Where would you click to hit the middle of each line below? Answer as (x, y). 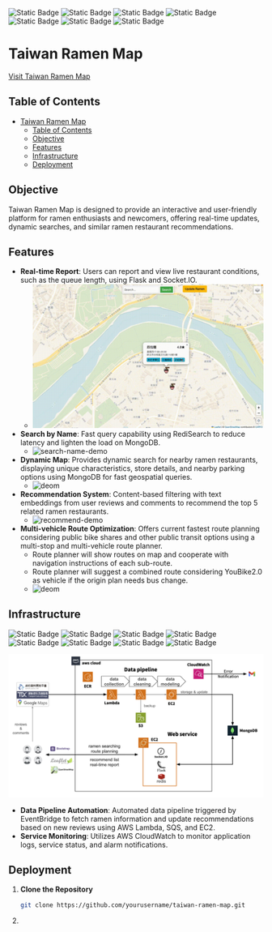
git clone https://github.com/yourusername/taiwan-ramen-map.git (132, 905)
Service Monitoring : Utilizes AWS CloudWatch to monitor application (135, 836)
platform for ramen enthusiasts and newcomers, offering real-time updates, (134, 218)
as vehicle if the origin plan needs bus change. (110, 580)
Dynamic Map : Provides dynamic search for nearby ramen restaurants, (139, 460)
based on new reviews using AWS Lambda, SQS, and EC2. (118, 827)
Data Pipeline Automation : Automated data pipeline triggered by (128, 810)
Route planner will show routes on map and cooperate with (130, 554)
